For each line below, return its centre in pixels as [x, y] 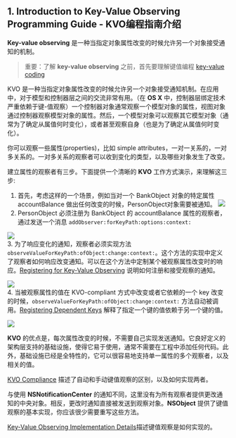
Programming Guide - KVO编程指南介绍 [94, 24]
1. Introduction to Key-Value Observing [94, 12]
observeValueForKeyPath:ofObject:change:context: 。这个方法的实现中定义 [115, 252]
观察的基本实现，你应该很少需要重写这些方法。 [75, 412]
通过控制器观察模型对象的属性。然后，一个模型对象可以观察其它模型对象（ [115, 115]
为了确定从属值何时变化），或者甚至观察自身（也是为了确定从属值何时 [113, 124]
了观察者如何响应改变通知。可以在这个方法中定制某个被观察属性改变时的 [112, 261]
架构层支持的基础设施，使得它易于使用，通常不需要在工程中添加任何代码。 [115, 346]
